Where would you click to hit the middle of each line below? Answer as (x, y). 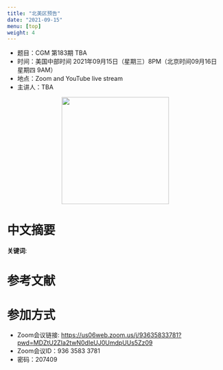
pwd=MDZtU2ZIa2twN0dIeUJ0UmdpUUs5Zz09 (85, 343)
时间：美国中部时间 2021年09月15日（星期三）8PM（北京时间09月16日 (117, 62)
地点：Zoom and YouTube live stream (70, 79)
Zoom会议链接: (38, 335)
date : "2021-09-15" (35, 20)
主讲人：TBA (35, 87)
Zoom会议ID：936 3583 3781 (59, 351)
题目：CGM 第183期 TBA (52, 53)
